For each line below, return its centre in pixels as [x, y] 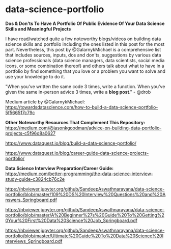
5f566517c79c [20, 113]
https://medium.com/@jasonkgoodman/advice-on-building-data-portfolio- [83, 128]
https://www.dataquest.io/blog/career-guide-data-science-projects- [77, 153]
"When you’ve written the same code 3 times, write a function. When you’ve [85, 86]
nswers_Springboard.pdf [31, 200]
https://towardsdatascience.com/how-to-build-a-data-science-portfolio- [82, 107]
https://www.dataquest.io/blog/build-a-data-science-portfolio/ [71, 143]
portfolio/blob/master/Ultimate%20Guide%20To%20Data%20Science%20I [84, 236]
